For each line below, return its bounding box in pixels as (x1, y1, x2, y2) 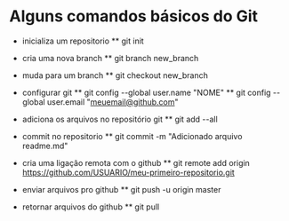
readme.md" (21, 140, 68, 151)
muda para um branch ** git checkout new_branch (21, 69, 209, 81)
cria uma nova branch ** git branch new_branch (21, 52, 199, 63)
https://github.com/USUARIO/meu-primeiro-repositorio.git (21, 167, 236, 178)
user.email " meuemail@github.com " (47, 96, 180, 107)
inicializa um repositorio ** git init (21, 36, 144, 46)
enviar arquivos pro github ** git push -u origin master (21, 184, 221, 194)
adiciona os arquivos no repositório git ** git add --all (21, 114, 218, 124)
